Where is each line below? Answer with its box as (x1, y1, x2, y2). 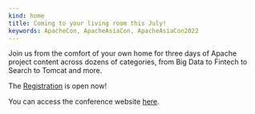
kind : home (8, 11, 45, 20)
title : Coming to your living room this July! (8, 19, 167, 27)
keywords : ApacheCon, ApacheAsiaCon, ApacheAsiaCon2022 (8, 26, 199, 35)
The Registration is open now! (8, 81, 107, 91)
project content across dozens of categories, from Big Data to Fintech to (8, 57, 248, 67)
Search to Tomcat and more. (8, 66, 103, 75)
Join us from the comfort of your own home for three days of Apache (8, 49, 237, 59)
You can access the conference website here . (8, 97, 160, 107)
